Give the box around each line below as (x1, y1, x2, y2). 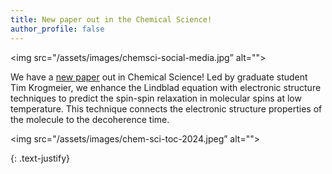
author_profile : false (10, 24, 105, 34)
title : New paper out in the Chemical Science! (10, 14, 213, 25)
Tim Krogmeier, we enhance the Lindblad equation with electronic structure (10, 81, 322, 93)
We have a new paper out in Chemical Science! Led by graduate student (10, 71, 308, 83)
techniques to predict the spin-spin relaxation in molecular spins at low (10, 92, 302, 104)
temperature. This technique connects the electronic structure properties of (10, 102, 323, 115)
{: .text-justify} (10, 152, 70, 164)
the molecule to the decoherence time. (10, 113, 170, 125)
